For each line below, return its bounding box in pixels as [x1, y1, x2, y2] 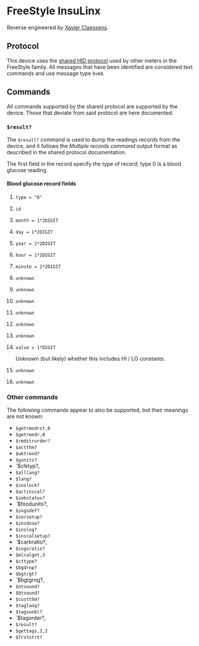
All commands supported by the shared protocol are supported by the [7, 103, 178, 110]
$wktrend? [15, 451, 40, 457]
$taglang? [15, 603, 40, 609]
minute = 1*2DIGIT [15, 264, 61, 270]
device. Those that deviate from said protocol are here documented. [7, 109, 174, 116]
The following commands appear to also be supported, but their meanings [7, 406, 189, 414]
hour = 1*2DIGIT [15, 252, 56, 259]
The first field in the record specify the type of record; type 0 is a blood [7, 160, 182, 167]
